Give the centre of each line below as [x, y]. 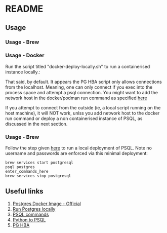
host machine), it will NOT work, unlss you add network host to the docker [82, 113]
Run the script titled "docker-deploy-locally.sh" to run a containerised [78, 66]
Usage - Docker [25, 55]
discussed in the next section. [36, 124]
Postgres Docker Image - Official [47, 204]
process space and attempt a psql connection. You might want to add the [82, 92]
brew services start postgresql [39, 163]
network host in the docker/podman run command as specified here [76, 98]
